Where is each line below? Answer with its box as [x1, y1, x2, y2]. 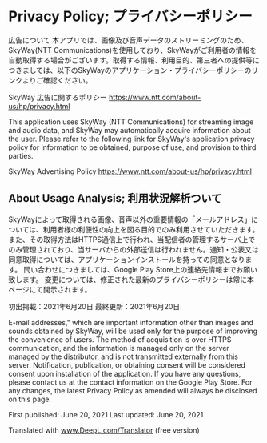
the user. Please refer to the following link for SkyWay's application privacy [8, 134, 255, 143]
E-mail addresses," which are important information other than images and [8, 317, 254, 327]
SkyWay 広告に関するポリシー [8, 92, 108, 102]
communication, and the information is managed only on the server [8, 343, 229, 352]
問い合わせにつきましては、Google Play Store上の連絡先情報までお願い [23, 264, 257, 274]
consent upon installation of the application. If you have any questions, [8, 368, 241, 378]
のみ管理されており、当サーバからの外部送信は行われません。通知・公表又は [8, 244, 260, 254]
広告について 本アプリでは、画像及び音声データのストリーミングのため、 [8, 35, 249, 45]
